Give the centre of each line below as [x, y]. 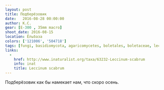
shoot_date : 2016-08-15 [29, 32]
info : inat [25, 64]
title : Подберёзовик [26, 14]
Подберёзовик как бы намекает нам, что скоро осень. [62, 82]
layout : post [18, 9]
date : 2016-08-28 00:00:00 [35, 18]
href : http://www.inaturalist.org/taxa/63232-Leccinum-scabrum [80, 59]
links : [12, 50]
